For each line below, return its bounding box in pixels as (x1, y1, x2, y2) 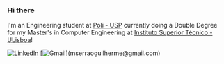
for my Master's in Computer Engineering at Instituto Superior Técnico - (7, 28, 213, 36)
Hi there (7, 6, 35, 15)
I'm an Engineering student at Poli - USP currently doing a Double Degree (7, 21, 218, 30)
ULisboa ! (7, 36, 33, 44)
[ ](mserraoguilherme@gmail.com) (40, 49, 161, 57)
